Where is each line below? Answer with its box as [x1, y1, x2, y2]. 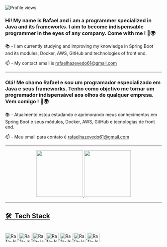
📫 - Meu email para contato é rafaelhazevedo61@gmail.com [5, 134, 129, 140]
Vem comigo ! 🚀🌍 [5, 98, 49, 105]
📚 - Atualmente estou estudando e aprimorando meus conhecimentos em [5, 112, 158, 118]
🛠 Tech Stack [5, 211, 51, 220]
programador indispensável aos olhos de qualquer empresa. [5, 92, 154, 99]
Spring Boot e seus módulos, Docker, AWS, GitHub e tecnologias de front [5, 119, 155, 124]
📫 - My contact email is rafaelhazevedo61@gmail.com [5, 60, 117, 66]
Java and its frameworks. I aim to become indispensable [5, 23, 144, 30]
